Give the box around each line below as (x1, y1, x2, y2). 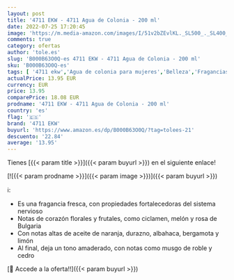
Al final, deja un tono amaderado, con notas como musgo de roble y (17, 244, 212, 252)
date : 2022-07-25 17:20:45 (7, 23, 86, 30)
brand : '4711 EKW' (7, 120, 61, 127)
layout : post (7, 10, 45, 17)
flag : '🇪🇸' (7, 113, 42, 120)
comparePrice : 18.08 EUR (7, 94, 79, 101)
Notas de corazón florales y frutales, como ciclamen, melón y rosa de (17, 215, 217, 223)
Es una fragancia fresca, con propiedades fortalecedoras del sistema (17, 199, 216, 208)
